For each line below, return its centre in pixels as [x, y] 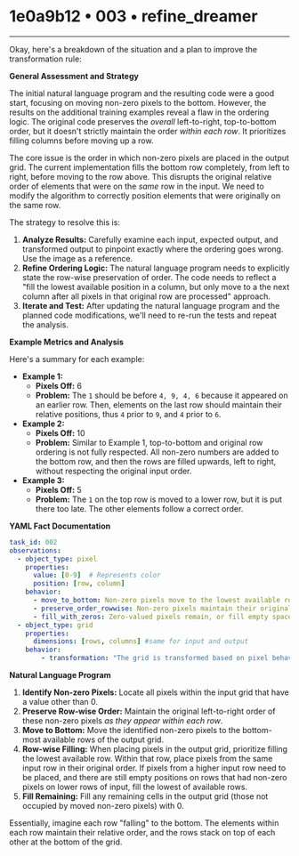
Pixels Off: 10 [61, 432]
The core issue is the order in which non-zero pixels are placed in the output [149, 157]
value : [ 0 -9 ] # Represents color [97, 576]
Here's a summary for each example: [77, 359]
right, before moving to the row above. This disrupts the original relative [141, 176]
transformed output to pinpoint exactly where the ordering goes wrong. [153, 249]
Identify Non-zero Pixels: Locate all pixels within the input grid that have [155, 692]
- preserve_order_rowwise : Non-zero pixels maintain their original [162, 608]
